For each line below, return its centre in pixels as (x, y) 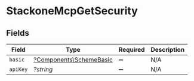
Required (132, 50)
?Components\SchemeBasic (73, 60)
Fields (18, 33)
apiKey (19, 69)
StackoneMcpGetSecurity (72, 11)
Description (168, 50)
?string (43, 69)
